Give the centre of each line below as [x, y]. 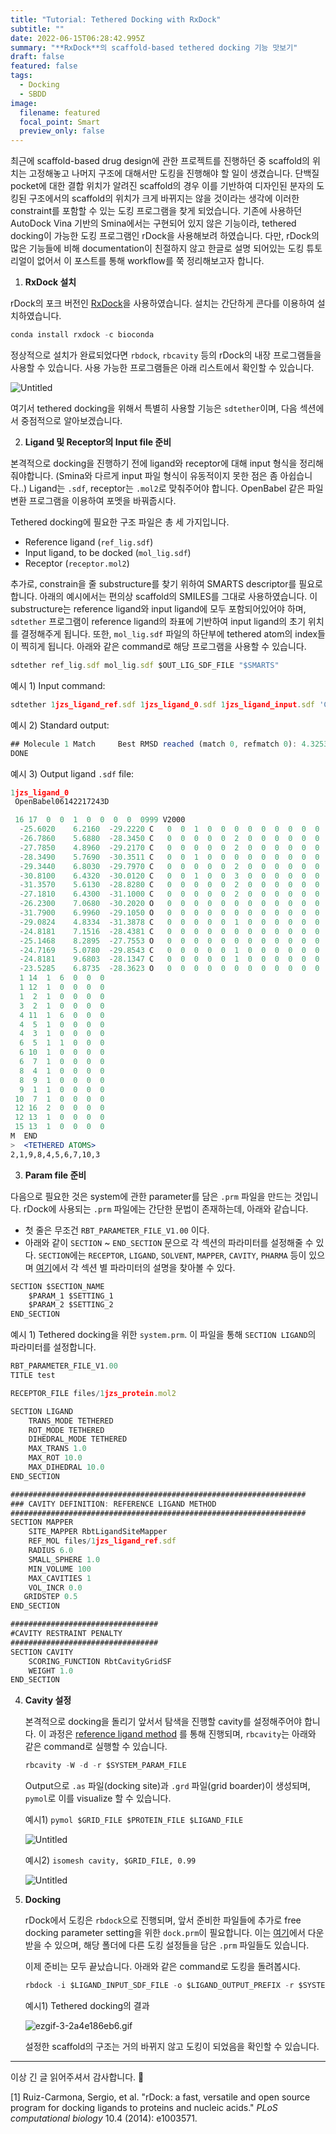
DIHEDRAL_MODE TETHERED [78, 1439]
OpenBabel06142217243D [62, 802]
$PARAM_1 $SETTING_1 [71, 1296]
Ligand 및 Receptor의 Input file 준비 [98, 442]
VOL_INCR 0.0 [55, 1587]
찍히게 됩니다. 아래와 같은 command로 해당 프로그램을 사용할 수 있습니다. [163, 646]
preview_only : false [62, 131]
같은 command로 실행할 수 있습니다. [96, 1747]
